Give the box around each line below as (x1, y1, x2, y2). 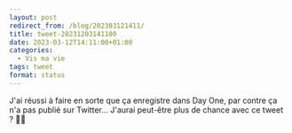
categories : (9, 46, 53, 55)
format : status (9, 71, 66, 80)
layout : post (9, 12, 58, 22)
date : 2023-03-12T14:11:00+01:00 (9, 37, 133, 47)
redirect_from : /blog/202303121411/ (9, 21, 145, 30)
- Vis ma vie (17, 54, 66, 63)
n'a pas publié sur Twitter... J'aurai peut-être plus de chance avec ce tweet (9, 104, 284, 115)
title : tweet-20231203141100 (9, 29, 117, 38)
